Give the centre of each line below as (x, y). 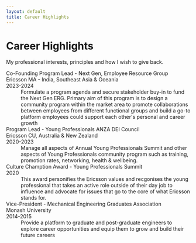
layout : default (26, 11)
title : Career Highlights (37, 17)
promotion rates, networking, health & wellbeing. (79, 160)
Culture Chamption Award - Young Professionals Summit (74, 167)
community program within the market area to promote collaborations (104, 105)
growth (29, 123)
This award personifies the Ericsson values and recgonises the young (105, 179)
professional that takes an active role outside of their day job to (97, 186)
